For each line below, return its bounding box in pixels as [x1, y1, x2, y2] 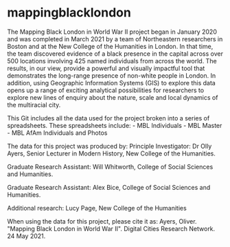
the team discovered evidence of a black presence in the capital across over [7, 50, 223, 58]
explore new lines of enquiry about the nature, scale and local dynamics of [7, 93, 218, 101]
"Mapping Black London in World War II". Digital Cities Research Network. [7, 224, 216, 233]
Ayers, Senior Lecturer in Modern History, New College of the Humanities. [7, 149, 216, 158]
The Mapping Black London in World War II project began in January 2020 [7, 28, 218, 36]
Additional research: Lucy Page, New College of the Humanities [7, 204, 187, 212]
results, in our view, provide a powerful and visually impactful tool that [7, 64, 205, 72]
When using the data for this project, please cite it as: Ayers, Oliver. [7, 217, 197, 225]
